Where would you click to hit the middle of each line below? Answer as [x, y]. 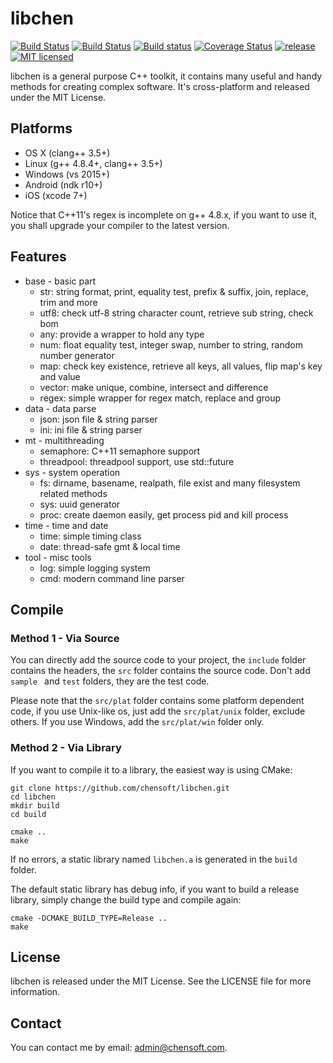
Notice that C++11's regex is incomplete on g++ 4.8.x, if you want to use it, [164, 214]
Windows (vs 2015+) [67, 174]
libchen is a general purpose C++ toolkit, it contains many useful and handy [166, 76]
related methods [73, 493]
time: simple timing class [90, 536]
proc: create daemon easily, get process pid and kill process [164, 514]
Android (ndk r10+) [63, 184]
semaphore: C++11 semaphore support [120, 451]
